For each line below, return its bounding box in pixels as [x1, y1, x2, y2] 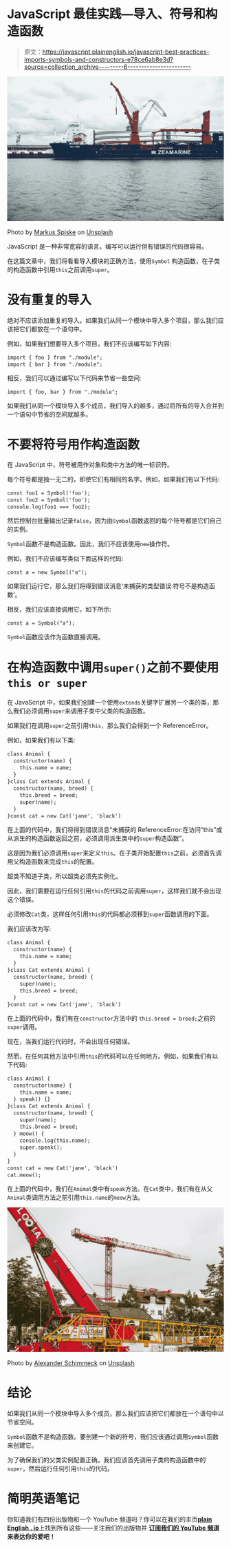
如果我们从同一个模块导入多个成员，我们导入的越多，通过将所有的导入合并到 [7, 401, 224, 410]
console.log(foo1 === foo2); [7, 503, 91, 510]
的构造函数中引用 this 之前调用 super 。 [7, 265, 113, 273]
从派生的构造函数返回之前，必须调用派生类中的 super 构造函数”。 [7, 834, 188, 842]
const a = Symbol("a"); [7, 620, 76, 627]
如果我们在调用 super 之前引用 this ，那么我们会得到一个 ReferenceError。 [7, 721, 212, 730]
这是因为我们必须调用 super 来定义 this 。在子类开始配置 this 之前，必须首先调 [7, 849, 222, 858]
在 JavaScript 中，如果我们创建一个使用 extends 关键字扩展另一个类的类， [7, 698, 213, 707]
